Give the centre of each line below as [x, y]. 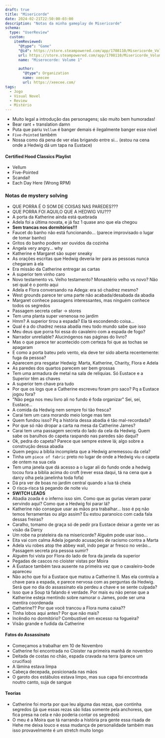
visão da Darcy [27, 529]
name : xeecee [36, 78]
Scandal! [21, 178]
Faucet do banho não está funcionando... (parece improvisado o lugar [83, 232]
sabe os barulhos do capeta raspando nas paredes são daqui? [75, 436]
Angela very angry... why [37, 248]
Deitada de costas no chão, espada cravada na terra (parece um [77, 656]
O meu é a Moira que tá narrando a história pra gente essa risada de [81, 720]
